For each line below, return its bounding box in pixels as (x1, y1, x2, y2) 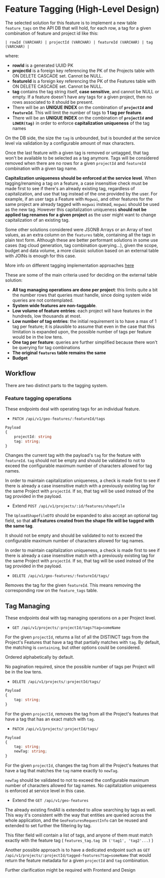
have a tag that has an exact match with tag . (5, 716, 95, 722)
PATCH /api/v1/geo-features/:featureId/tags (12, 416, 105, 422)
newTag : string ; (14, 749, 48, 754)
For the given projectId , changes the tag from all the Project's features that (5, 762, 159, 768)
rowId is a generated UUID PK (12, 62, 74, 68)
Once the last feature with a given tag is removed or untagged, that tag (5, 150, 149, 156)
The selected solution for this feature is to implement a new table (5, 20, 137, 26)
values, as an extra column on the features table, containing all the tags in (5, 232, 156, 238)
